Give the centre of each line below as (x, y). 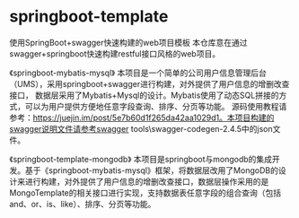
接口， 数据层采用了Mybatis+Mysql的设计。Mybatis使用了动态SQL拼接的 (144, 95)
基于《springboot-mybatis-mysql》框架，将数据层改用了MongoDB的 (151, 170)
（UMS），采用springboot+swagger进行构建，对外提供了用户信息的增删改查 (149, 83)
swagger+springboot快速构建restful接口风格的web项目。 (115, 53)
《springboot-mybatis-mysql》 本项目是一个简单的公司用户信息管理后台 (138, 73)
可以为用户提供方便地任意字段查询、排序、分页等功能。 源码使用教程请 (156, 106)
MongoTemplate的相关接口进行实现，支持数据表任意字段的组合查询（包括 (145, 192)
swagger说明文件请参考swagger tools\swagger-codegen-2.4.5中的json (141, 128)
